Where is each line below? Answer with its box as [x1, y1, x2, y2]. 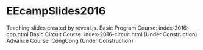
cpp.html [6, 30, 29, 37]
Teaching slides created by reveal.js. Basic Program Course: [6, 24, 157, 31]
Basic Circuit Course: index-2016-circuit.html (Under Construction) [29, 30, 198, 37]
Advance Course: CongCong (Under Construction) [6, 37, 134, 44]
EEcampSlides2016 [6, 4, 106, 18]
